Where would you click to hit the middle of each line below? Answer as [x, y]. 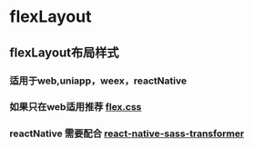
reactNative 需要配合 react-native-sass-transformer [127, 133]
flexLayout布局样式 [64, 52]
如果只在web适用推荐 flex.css [76, 107]
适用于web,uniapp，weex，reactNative [98, 81]
